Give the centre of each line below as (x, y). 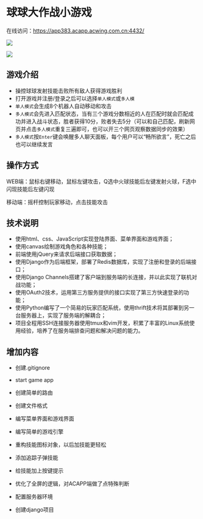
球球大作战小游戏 (49, 13)
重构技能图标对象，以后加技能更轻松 (61, 445)
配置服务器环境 (34, 497)
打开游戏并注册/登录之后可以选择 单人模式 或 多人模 (75, 98)
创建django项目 (34, 510)
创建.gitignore (33, 368)
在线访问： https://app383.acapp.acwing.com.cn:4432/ (75, 31)
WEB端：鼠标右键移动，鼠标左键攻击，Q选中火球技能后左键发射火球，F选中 (101, 181)
